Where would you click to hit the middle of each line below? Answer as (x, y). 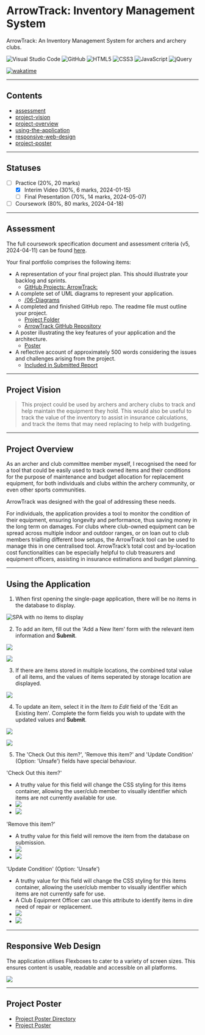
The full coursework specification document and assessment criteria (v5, (98, 244)
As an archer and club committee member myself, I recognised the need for (101, 464)
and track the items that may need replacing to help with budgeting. (106, 424)
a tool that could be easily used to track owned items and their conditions (99, 470)
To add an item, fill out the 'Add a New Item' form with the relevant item (104, 629)
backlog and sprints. (41, 280)
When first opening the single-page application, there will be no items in (106, 599)
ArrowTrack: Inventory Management (101, 11)
